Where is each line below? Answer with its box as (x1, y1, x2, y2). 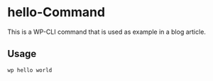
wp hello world (7, 66, 53, 74)
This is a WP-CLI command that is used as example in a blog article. (7, 27, 206, 36)
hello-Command (7, 4, 105, 20)
